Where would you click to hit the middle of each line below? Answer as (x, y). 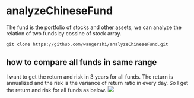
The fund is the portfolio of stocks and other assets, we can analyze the (94, 27)
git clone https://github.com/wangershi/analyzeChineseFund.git (87, 44)
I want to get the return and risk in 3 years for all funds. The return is (90, 76)
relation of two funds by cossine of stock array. (64, 33)
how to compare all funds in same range (82, 62)
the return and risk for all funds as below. (56, 90)
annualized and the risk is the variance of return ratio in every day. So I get (97, 83)
